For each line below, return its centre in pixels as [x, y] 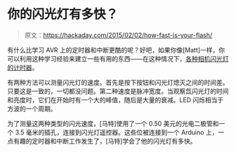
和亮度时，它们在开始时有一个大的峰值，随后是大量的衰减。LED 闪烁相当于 [116, 99]
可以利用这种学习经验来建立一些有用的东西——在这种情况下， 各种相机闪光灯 [118, 58]
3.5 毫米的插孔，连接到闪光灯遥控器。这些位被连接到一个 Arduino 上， [117, 132]
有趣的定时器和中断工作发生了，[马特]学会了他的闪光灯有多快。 [105, 141]
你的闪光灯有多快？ [63, 14]
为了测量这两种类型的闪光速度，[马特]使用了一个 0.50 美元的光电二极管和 [113, 123]
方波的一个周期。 [32, 109]
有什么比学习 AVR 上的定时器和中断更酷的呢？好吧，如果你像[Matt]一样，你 [116, 50]
